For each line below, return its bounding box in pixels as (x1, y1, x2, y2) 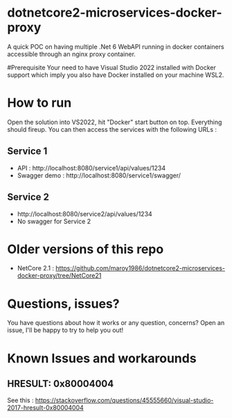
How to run (7, 95, 72, 111)
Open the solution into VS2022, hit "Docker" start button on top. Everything (7, 118, 222, 126)
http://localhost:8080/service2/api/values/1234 (17, 209, 152, 218)
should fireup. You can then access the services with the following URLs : (7, 125, 217, 133)
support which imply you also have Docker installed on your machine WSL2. (7, 71, 224, 79)
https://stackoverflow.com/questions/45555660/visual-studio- (35, 397, 214, 405)
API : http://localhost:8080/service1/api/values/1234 (17, 164, 166, 172)
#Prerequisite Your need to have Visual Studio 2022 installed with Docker (7, 63, 216, 71)
